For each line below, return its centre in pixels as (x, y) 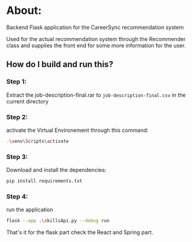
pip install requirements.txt (45, 181)
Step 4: (17, 196)
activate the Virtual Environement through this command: (78, 130)
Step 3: (17, 157)
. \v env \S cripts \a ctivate (38, 141)
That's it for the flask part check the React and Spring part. (80, 232)
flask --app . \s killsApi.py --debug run (58, 221)
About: (24, 11)
